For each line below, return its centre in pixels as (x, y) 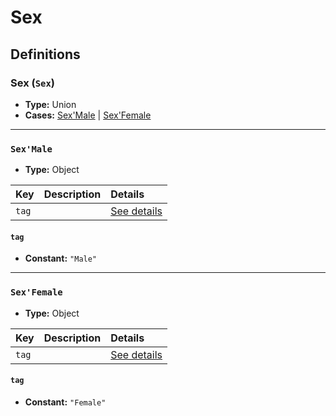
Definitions (45, 54)
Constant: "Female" (65, 402)
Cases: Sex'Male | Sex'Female (88, 115)
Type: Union (50, 104)
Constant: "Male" (61, 258)
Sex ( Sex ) (32, 83)
